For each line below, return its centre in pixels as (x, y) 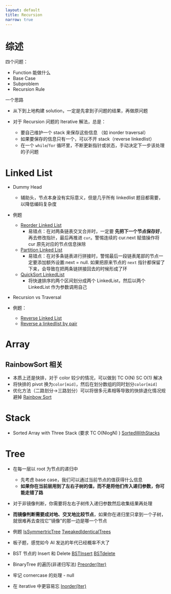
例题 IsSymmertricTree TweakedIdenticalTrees (62, 532)
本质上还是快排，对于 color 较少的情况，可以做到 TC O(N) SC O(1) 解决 (88, 378)
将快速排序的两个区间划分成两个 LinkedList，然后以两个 (87, 281)
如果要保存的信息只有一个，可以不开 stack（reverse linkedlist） (88, 139)
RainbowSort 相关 (34, 364)
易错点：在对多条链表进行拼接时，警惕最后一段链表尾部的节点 (93, 256)
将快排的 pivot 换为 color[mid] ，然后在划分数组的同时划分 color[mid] (85, 384)
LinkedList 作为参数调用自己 (58, 287)
